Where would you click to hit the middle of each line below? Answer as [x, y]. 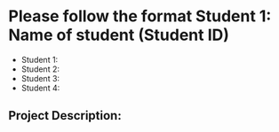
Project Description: [65, 116]
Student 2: [40, 69]
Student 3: [40, 78]
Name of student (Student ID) [119, 35]
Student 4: [40, 88]
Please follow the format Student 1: [140, 16]
